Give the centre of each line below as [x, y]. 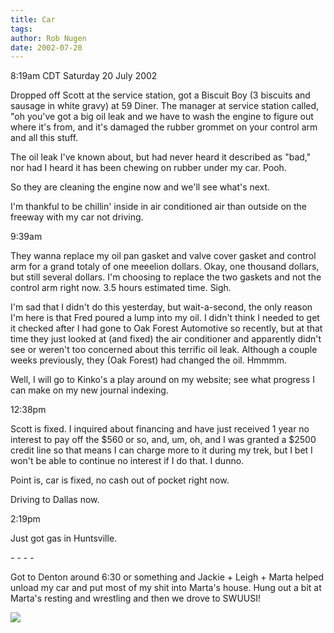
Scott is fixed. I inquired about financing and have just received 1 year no [160, 429]
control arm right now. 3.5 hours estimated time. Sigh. [121, 288]
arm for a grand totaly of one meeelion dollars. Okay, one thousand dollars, [165, 267]
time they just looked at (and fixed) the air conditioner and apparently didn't [166, 339]
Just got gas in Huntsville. [64, 538]
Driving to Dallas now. [55, 500]
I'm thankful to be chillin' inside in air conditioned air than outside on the [159, 207]
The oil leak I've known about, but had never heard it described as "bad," [161, 157]
